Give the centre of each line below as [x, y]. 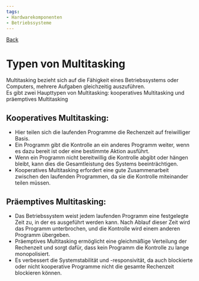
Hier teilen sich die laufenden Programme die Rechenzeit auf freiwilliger [102, 132]
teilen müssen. [33, 183]
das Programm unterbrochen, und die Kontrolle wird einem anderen [97, 228]
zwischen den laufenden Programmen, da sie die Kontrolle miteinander [101, 177]
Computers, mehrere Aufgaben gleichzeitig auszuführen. [76, 86]
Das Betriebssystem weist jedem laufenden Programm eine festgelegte [102, 216]
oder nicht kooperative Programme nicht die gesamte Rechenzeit [94, 266]
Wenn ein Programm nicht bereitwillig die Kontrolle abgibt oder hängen [101, 158]
